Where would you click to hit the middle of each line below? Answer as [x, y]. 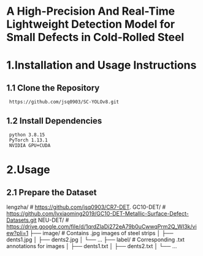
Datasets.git [21, 220]
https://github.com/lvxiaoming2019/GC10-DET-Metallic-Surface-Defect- [98, 213]
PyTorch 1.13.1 [28, 140]
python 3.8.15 [27, 135]
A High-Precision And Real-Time [91, 11]
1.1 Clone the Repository [53, 88]
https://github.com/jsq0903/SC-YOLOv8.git [64, 102]
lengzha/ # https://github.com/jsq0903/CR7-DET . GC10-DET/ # [86, 207]
